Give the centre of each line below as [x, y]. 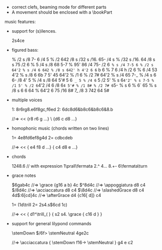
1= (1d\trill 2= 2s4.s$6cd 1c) [40, 205]
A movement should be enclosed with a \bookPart [62, 12]
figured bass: [25, 50]
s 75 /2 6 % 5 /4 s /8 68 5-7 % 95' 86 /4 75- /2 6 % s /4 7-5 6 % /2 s [82, 65]
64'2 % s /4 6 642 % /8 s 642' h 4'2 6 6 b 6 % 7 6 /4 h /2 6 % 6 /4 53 [84, 70]
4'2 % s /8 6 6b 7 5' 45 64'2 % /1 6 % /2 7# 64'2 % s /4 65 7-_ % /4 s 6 [84, 75]
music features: [20, 22]
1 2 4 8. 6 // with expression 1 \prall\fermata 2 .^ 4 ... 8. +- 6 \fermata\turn [79, 166]
